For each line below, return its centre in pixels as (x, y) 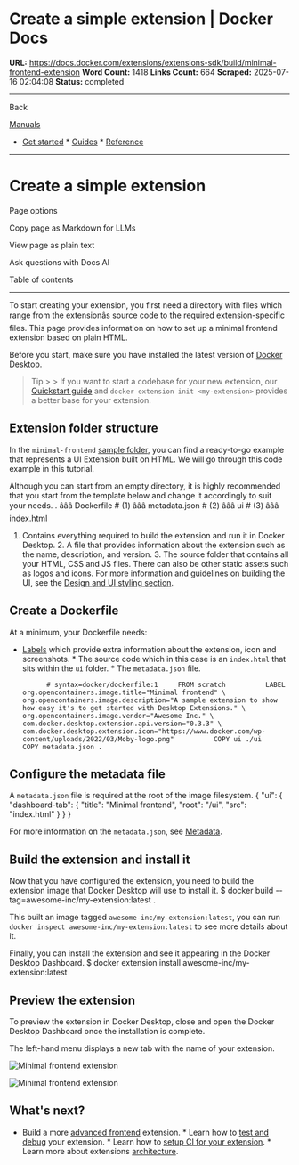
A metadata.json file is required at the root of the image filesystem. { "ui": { (146, 796)
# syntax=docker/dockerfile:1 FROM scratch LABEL (166, 684)
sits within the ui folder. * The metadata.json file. (112, 668)
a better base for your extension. (91, 400)
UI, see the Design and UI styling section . (98, 582)
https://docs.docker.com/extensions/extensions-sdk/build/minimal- (153, 62)
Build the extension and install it (100, 859)
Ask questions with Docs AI (59, 262)
